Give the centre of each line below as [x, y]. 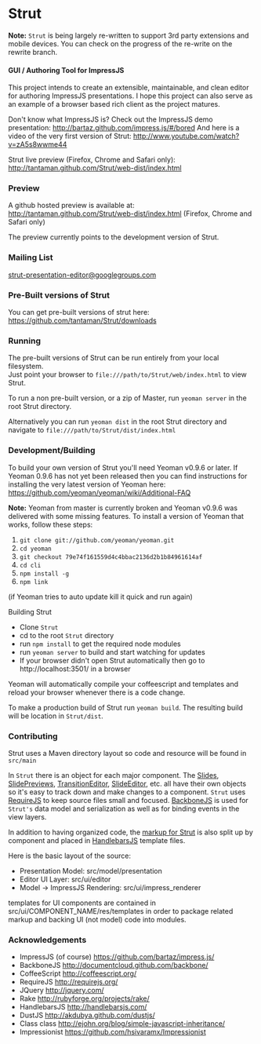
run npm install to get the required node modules [100, 644]
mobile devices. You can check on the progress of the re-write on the [120, 43]
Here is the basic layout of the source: [70, 856]
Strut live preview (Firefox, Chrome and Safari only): [92, 160]
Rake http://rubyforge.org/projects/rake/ [85, 998]
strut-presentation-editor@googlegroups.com [82, 275]
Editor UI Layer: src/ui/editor [65, 879]
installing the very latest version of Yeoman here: [87, 484]
